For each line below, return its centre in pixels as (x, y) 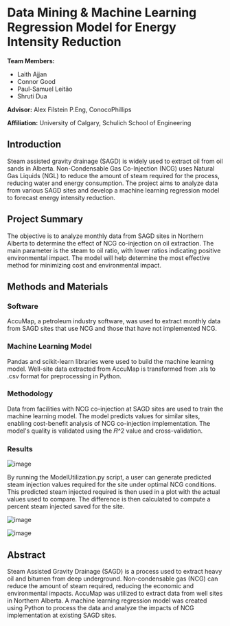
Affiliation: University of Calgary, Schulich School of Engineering (99, 122)
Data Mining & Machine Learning (102, 13)
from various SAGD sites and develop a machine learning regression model (113, 190)
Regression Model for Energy (92, 27)
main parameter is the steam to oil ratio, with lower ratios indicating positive (114, 250)
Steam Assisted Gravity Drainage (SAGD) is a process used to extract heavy (115, 571)
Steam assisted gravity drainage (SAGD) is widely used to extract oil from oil (115, 161)
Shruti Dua (32, 96)
